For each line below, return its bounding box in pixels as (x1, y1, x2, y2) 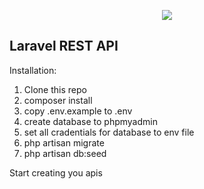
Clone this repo (23, 83, 87, 95)
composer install (23, 94, 93, 106)
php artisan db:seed (23, 147, 107, 159)
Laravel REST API (9, 38, 119, 55)
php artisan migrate (23, 136, 105, 149)
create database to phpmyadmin (23, 115, 158, 127)
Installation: (9, 64, 57, 76)
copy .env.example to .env (23, 105, 133, 117)
